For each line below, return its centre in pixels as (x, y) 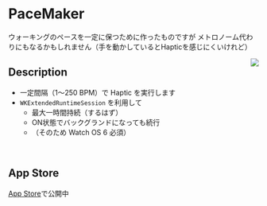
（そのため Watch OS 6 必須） (81, 132)
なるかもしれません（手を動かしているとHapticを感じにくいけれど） (140, 47)
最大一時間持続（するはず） (77, 112)
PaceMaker (46, 14)
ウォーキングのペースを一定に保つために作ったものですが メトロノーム (124, 37)
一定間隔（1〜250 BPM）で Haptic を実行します (98, 92)
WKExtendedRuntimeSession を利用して (81, 102)
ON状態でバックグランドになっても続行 (96, 122)
